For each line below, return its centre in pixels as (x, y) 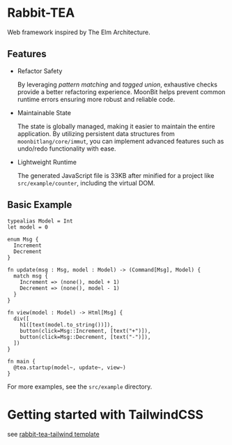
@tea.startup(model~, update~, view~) (70, 368)
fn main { (22, 361)
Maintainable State (44, 112)
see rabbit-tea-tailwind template (53, 434)
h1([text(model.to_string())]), (67, 325)
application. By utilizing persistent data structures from (96, 133)
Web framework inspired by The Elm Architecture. (79, 32)
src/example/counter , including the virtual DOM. (86, 183)
